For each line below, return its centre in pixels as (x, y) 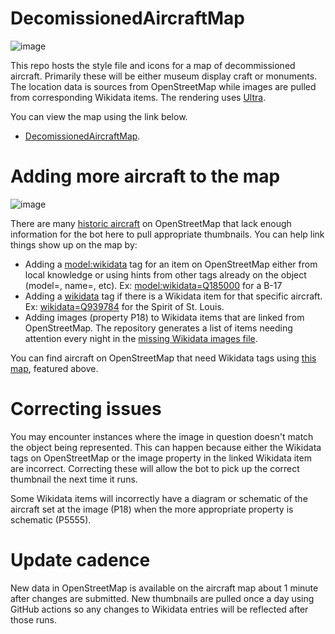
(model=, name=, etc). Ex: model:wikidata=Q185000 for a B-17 (153, 285)
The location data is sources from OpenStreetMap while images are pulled (163, 86)
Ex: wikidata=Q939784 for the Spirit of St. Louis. (124, 306)
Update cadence (80, 560)
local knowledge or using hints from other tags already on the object (165, 274)
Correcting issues (86, 409)
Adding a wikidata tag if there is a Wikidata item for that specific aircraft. (173, 296)
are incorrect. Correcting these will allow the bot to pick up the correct (155, 468)
